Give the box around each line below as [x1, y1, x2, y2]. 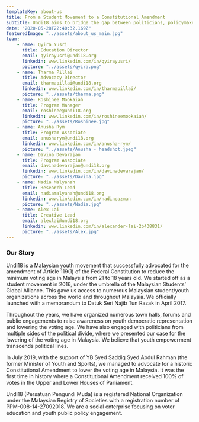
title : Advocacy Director [21, 75, 86, 80]
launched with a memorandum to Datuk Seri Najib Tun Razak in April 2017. [6, 299, 187, 307]
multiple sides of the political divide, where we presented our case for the [6, 330, 186, 337]
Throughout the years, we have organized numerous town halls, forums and [6, 311, 191, 318]
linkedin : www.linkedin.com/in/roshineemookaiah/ [21, 113, 147, 119]
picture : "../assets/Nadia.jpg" [21, 201, 102, 207]
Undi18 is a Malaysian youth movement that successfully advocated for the [6, 262, 190, 269]
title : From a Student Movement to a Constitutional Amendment [6, 14, 166, 20]
